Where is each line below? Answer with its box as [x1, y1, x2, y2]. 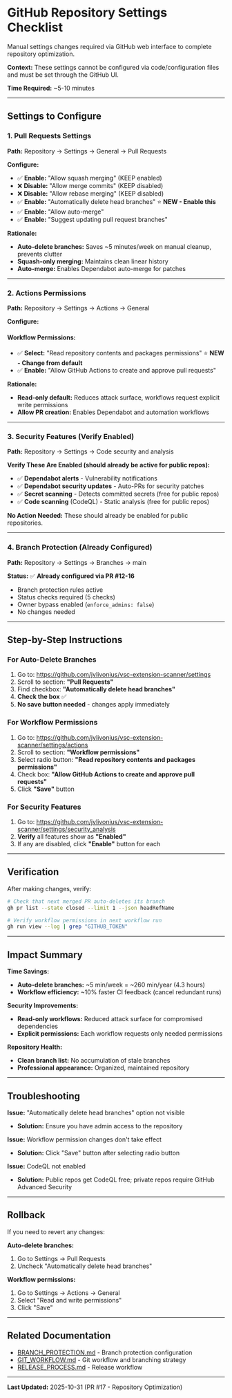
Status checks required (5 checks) [17, 593, 116, 601]
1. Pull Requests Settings [7, 131, 92, 141]
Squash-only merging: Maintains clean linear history [17, 257, 169, 265]
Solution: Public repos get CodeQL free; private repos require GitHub [17, 1175, 215, 1184]
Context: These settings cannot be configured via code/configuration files [7, 63, 220, 71]
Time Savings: [7, 967, 50, 976]
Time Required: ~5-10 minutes [7, 84, 95, 92]
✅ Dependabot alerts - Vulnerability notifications [17, 474, 157, 483]
